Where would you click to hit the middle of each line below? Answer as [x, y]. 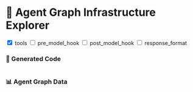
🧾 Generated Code [33, 58]
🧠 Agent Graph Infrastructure [81, 12]
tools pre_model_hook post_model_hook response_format [100, 43]
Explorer [28, 25]
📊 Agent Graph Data [37, 82]
